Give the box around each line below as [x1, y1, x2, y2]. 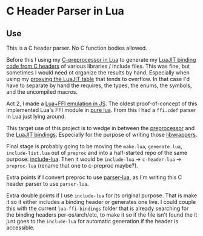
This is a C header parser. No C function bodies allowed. [6, 44, 147, 51]
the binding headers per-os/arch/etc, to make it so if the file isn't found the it [6, 211, 198, 218]
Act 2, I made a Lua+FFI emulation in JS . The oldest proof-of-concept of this [6, 100, 198, 107]
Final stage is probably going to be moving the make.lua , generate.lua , [6, 143, 183, 149]
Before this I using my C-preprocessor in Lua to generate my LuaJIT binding [6, 56, 196, 63]
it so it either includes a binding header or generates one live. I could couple [6, 198, 196, 205]
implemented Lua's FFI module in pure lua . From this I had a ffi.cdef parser [6, 107, 196, 113]
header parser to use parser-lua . [6, 180, 89, 187]
